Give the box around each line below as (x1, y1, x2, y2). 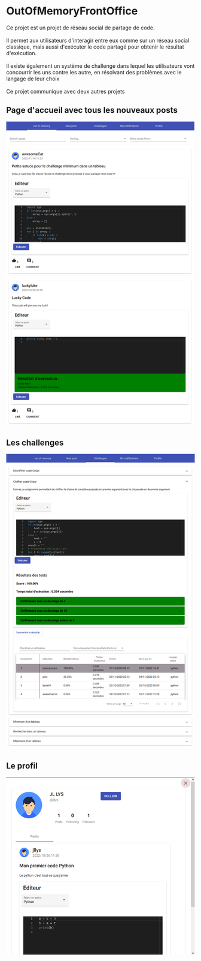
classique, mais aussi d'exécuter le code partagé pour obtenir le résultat (6, 43, 184, 50)
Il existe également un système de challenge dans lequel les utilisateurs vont (6, 62, 195, 70)
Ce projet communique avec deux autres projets (6, 88, 125, 95)
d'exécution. (6, 49, 37, 56)
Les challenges (6, 437, 64, 448)
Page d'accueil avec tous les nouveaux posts (6, 105, 178, 115)
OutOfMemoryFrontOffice (6, 4, 138, 18)
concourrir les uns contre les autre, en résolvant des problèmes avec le (6, 68, 182, 76)
